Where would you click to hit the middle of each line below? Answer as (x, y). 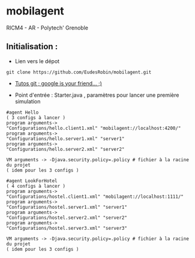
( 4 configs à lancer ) (36, 186)
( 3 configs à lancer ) (36, 118)
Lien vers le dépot (37, 61)
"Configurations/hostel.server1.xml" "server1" (67, 207)
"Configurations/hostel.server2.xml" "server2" (67, 218)
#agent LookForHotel (32, 181)
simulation (28, 101)
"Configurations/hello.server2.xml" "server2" (65, 149)
